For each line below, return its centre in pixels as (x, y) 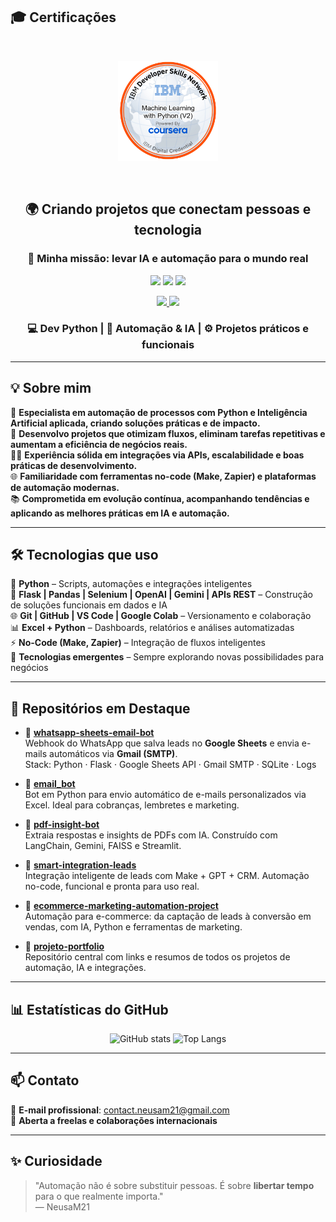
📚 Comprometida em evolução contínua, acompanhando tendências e (160, 498)
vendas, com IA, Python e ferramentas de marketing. (133, 927)
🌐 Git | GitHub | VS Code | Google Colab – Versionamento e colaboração (161, 616)
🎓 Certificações (63, 17)
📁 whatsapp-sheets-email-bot (89, 733)
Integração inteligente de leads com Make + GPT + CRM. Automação (167, 876)
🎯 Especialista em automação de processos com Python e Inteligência (159, 412)
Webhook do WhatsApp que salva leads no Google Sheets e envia (162, 743)
